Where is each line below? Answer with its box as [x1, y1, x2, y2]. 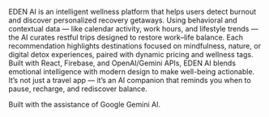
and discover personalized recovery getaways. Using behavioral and [8, 15, 237, 25]
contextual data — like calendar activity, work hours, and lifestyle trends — [8, 24, 258, 33]
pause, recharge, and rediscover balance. [8, 84, 148, 94]
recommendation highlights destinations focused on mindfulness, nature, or [8, 41, 262, 51]
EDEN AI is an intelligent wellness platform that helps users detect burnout [8, 7, 257, 16]
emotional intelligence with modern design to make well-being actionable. [8, 67, 255, 76]
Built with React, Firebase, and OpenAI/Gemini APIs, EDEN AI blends [8, 58, 237, 68]
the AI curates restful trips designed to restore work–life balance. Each [8, 32, 244, 42]
